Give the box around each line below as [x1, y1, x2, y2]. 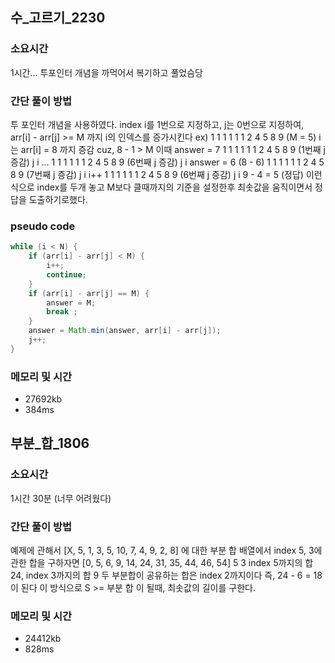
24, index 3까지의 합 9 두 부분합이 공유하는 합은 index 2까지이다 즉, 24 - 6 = [10, 569, 312, 582]
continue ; [46, 269, 87, 280]
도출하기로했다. [28, 193, 88, 205]
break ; [46, 307, 78, 317]
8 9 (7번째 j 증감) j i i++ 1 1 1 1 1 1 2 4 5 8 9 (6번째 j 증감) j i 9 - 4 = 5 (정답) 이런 [10, 168, 323, 180]
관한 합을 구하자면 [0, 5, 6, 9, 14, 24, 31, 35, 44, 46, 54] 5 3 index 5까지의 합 [10, 557, 314, 569]
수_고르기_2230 [10, 9, 106, 27]
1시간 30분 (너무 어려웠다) [10, 492, 112, 504]
